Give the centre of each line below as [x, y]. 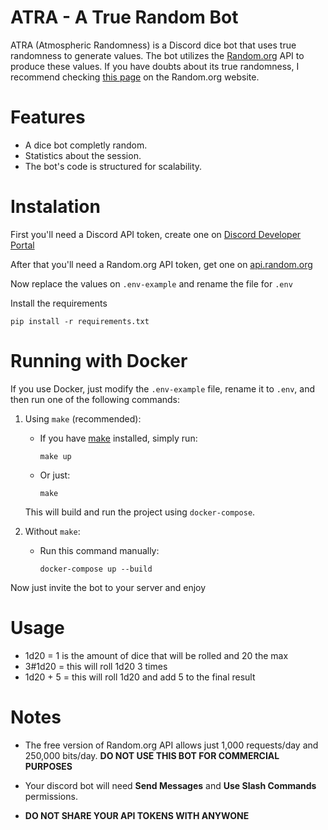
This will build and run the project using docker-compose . [140, 512]
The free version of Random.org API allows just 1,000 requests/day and [171, 745]
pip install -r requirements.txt [80, 321]
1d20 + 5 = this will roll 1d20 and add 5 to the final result [140, 677]
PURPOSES [48, 766]
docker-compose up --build [96, 569]
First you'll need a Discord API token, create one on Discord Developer [156, 234]
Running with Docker [99, 361]
